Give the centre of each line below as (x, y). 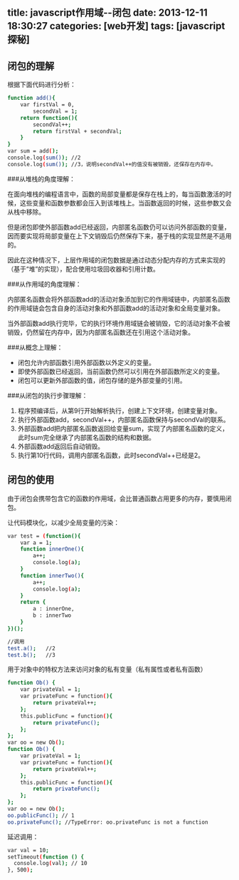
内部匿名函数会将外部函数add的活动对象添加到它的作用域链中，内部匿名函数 (119, 299)
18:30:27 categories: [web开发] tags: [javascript (116, 26)
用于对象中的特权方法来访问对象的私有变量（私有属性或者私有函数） (107, 670)
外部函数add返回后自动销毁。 (61, 446)
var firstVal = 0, (47, 105)
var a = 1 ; (36, 543)
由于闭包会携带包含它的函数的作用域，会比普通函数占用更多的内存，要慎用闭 (119, 498)
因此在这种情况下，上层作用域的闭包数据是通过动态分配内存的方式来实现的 (116, 260)
